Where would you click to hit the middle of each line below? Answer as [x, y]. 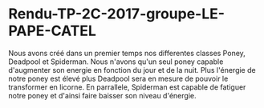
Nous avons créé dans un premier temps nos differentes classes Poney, [127, 53]
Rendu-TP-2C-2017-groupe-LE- [117, 14]
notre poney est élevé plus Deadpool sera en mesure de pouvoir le [118, 78]
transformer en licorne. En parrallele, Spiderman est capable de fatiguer [127, 87]
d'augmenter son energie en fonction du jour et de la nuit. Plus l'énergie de [132, 70]
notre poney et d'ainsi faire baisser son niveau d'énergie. [102, 95]
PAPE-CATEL [52, 31]
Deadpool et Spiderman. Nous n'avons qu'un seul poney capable [116, 62]
